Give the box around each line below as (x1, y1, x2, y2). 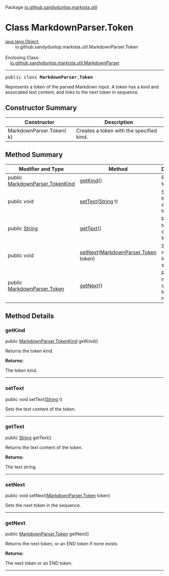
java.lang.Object (5, 38, 39, 44)
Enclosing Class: (5, 54, 40, 60)
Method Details (5, 311, 54, 320)
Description (104, 118, 133, 125)
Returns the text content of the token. (5, 444, 83, 450)
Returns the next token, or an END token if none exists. (5, 541, 119, 547)
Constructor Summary (5, 104, 77, 112)
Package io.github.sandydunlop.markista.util (5, 5, 98, 10)
